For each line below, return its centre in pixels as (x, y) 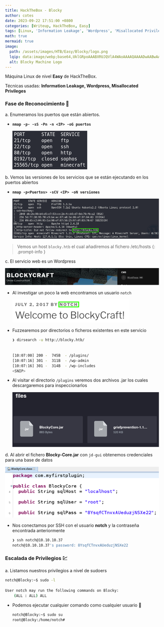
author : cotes (20, 15)
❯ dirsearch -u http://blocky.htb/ (48, 340)
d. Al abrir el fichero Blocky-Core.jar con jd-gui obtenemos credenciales (79, 454)
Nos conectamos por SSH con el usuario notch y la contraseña (76, 525)
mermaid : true (20, 42)
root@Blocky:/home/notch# (38, 620)
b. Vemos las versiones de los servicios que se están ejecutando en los (77, 177)
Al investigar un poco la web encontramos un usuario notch (72, 293)
